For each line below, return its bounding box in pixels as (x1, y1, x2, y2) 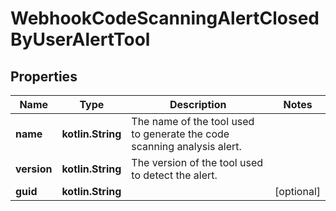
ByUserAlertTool (10, 28, 151, 51)
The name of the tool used (131, 115, 255, 128)
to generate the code (131, 127, 230, 141)
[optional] (274, 185, 321, 198)
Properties (10, 68, 78, 85)
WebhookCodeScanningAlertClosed (10, 7, 320, 30)
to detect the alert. (131, 168, 218, 182)
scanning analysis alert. (131, 140, 242, 153)
